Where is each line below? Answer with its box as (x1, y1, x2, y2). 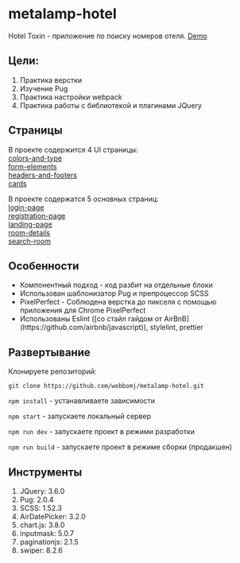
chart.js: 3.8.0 (19, 520, 65, 530)
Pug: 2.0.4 (19, 495, 54, 504)
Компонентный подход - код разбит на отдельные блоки (19, 280, 213, 290)
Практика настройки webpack (19, 92, 122, 102)
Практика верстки (19, 75, 83, 84)
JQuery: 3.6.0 (19, 487, 65, 495)
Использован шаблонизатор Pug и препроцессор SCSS (19, 289, 209, 298)
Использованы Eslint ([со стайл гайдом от (19, 314, 163, 324)
